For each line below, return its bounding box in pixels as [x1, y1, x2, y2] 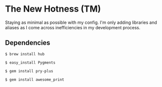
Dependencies [5, 39, 50, 47]
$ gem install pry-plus [5, 69, 54, 73]
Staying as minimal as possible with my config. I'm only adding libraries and [5, 19, 157, 25]
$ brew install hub [5, 52, 45, 56]
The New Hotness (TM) [5, 3, 101, 15]
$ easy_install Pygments [5, 60, 56, 65]
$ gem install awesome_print [5, 77, 64, 82]
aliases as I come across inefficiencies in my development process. [5, 24, 141, 30]
